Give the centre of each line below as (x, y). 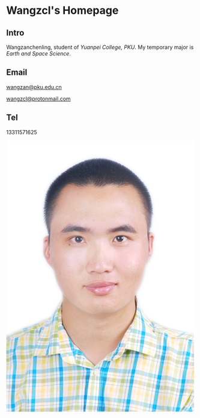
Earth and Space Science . (38, 54)
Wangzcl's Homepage (62, 11)
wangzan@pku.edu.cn (34, 87)
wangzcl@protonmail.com (38, 98)
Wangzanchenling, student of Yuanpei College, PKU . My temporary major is (100, 47)
